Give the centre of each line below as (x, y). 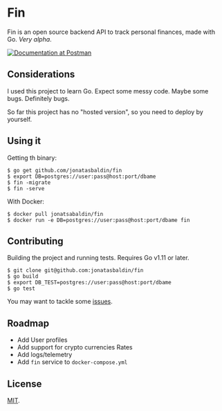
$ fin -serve (26, 188)
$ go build (23, 277)
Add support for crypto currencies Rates (75, 347)
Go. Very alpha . (29, 39)
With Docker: (26, 201)
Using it (24, 141)
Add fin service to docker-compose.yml (72, 362)
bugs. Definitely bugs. (39, 98)
